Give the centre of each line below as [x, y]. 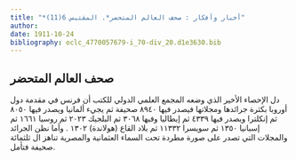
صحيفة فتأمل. [33, 147]
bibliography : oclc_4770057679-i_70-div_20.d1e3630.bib [116, 42]
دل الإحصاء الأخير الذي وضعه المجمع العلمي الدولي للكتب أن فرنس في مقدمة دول [145, 100]
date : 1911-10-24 [42, 34]
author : [24, 26]
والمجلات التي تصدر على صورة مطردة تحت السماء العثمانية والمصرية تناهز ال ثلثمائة [149, 138]
